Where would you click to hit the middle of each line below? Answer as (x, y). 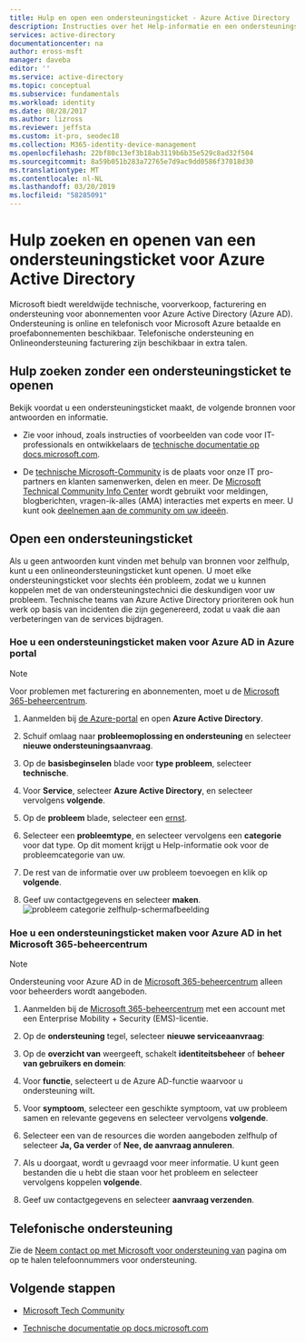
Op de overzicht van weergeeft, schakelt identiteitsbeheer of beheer (153, 1054)
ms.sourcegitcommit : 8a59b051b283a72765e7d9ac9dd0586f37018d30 (132, 161)
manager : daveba (40, 60)
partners (39, 481)
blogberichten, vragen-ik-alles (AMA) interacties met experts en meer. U (158, 500)
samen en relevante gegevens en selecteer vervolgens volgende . (145, 1118)
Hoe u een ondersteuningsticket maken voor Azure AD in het (146, 933)
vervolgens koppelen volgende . (82, 1182)
